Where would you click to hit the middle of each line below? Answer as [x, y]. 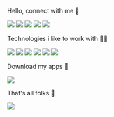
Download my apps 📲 [38, 67]
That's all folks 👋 [31, 93]
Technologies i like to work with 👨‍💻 [58, 39]
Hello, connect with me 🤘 [43, 11]
